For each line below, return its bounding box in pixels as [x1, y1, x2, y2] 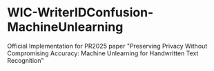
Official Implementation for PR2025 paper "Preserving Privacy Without [7, 42, 208, 50]
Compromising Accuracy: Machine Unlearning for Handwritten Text [7, 49, 199, 57]
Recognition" [7, 56, 44, 64]
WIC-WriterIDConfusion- [7, 5, 154, 20]
